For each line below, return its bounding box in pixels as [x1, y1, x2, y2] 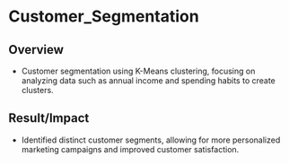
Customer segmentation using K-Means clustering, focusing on [21, 65, 256, 76]
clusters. [21, 85, 55, 95]
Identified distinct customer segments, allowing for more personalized [21, 134, 281, 145]
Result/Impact [8, 110, 90, 126]
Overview [8, 42, 65, 57]
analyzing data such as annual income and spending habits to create [21, 75, 276, 86]
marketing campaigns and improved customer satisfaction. [21, 143, 240, 154]
